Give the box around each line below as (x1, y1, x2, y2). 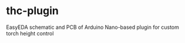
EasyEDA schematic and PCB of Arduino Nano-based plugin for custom (6, 24, 179, 31)
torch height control (6, 29, 54, 37)
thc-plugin (6, 4, 59, 18)
